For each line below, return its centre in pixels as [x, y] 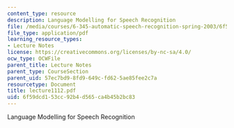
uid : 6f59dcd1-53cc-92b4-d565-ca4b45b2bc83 [71, 98]
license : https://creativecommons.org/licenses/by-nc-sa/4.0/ [99, 53]
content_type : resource [42, 13]
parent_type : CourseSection [48, 71]
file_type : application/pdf [48, 33]
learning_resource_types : [45, 39]
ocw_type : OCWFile [34, 59]
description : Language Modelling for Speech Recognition [92, 20]
